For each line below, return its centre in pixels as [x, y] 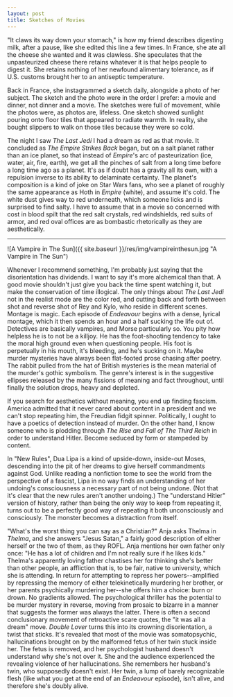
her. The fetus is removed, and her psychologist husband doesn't [100, 648]
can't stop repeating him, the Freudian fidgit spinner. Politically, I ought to [112, 415]
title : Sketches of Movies [46, 20]
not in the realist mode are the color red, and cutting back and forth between [116, 299]
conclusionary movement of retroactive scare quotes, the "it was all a [106, 619]
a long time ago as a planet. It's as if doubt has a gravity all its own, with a [113, 170]
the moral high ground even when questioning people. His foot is [100, 343]
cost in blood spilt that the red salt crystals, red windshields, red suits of [110, 214]
